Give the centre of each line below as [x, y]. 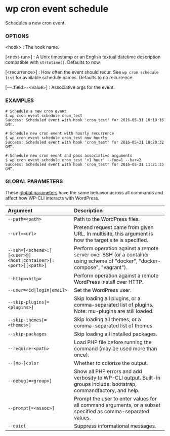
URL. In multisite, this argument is [114, 233]
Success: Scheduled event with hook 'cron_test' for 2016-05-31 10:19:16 [85, 120]
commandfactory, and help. [107, 390]
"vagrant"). [114, 267]
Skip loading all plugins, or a [107, 298]
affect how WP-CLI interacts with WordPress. [52, 198]
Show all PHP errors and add [108, 371]
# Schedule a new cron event [36, 111]
